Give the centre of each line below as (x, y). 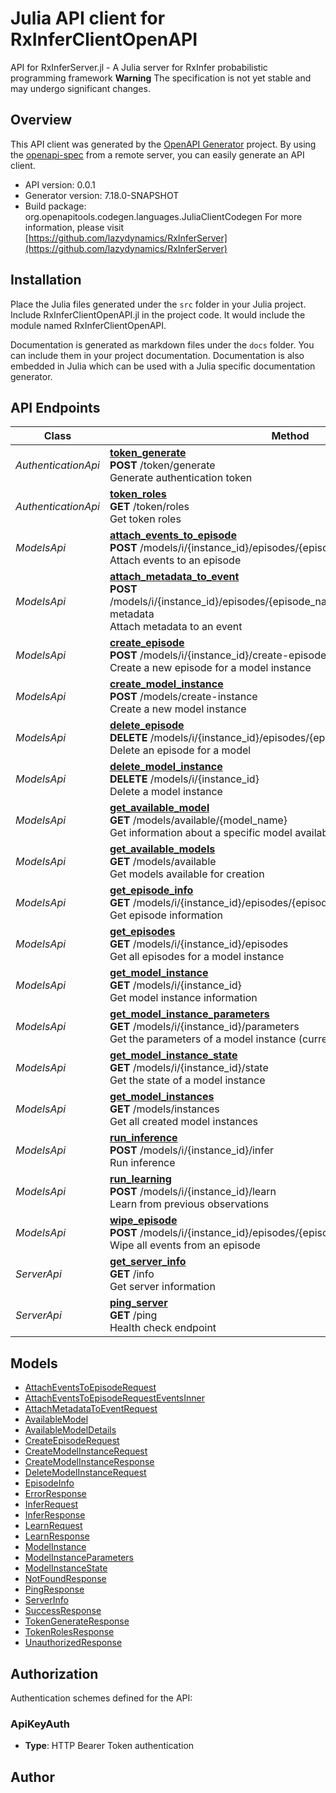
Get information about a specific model (201, 833)
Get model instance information (183, 998)
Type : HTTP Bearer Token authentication (109, 1746)
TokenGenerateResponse (77, 1621)
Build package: (55, 206)
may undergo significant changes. (80, 88)
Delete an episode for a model (180, 750)
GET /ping (133, 1315)
